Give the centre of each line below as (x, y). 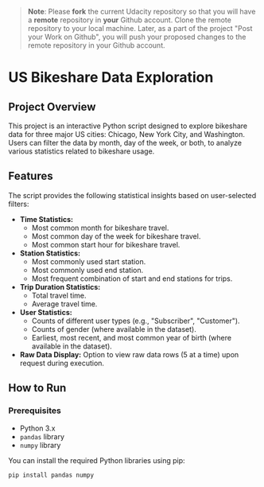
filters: (19, 204)
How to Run (37, 388)
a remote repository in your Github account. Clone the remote (130, 20)
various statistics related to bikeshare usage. (82, 151)
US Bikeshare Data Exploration (111, 78)
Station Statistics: (50, 253)
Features (31, 176)
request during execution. (62, 363)
